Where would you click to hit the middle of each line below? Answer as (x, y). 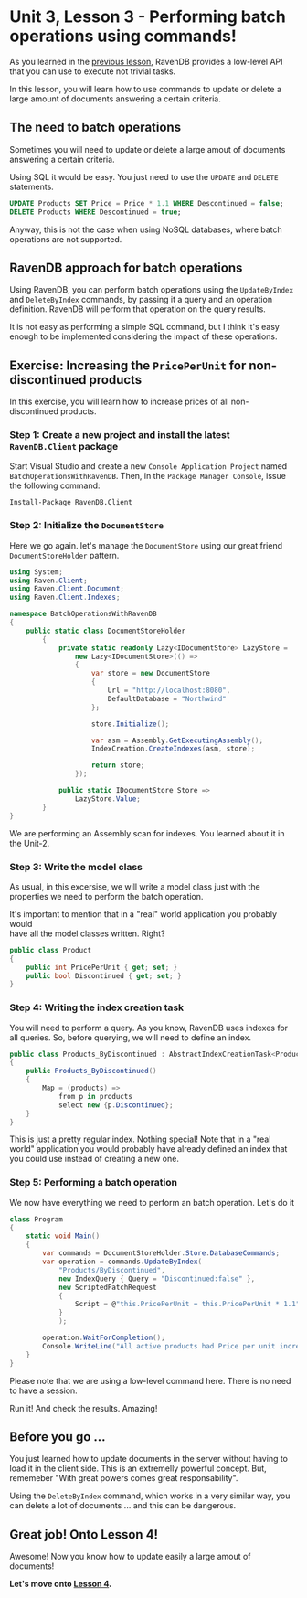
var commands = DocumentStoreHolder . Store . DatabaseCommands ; (161, 1253)
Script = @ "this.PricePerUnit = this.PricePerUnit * (177, 1305)
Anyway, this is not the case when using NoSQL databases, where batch (146, 229)
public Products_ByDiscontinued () (91, 1071)
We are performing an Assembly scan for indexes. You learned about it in (147, 833)
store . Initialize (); (130, 724)
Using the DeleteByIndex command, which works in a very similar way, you (150, 1496)
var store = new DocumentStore (150, 674)
